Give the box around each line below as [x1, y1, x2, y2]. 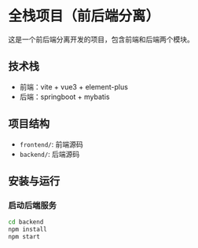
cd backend [8, 218, 44, 226]
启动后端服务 [8, 199, 57, 210]
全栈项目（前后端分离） [8, 7, 160, 25]
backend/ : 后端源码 [19, 149, 80, 159]
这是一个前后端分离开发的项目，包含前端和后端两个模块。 [8, 35, 194, 44]
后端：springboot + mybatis [19, 92, 110, 101]
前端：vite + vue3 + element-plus [19, 82, 128, 91]
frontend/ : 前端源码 [19, 139, 84, 149]
